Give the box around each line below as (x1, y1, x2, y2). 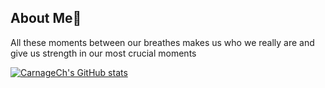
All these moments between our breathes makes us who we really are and (10, 36, 315, 48)
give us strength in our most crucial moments (10, 47, 197, 59)
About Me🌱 (10, 10, 82, 27)
